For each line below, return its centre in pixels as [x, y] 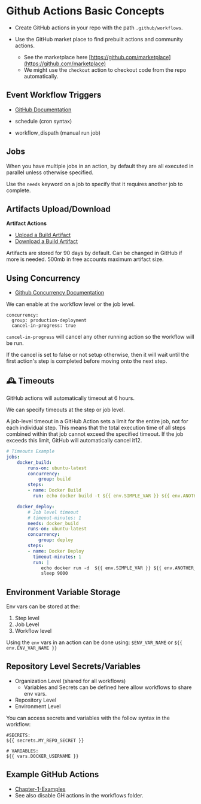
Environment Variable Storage [63, 592]
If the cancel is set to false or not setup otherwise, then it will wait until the [98, 355]
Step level [27, 618]
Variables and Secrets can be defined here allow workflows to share [108, 687]
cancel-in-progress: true [44, 326]
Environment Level [38, 706]
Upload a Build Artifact [43, 235]
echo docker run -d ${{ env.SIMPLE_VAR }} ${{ [101, 568]
